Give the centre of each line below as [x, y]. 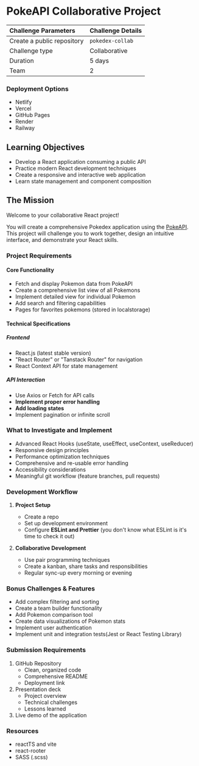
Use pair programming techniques [67, 560]
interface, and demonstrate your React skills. [62, 239]
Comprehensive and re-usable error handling [72, 463]
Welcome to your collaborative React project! [63, 215]
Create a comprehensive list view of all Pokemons [78, 290]
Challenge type [31, 51]
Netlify [23, 102]
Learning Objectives [46, 147]
